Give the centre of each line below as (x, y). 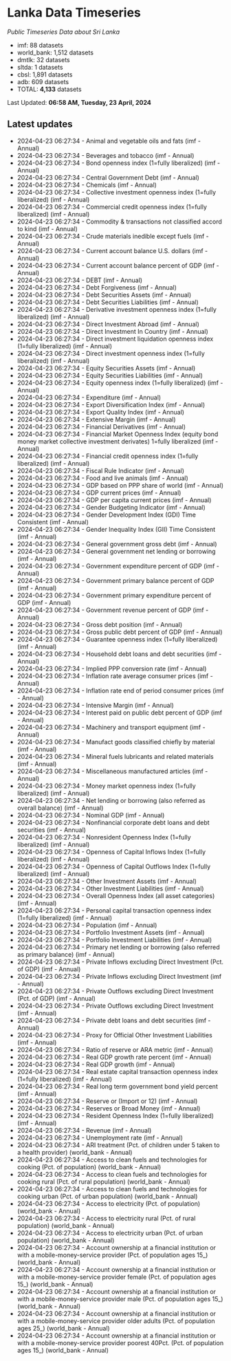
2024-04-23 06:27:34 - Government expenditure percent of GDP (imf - (118, 566)
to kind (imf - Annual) (47, 228)
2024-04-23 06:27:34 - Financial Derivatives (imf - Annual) (101, 426)
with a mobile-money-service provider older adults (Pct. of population (116, 1321)
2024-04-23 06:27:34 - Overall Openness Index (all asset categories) (116, 895)
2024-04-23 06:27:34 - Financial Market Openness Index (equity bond (118, 434)
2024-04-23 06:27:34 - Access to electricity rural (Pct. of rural (106, 1218)
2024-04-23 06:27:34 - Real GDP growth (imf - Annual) (96, 1064)
